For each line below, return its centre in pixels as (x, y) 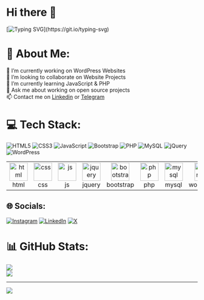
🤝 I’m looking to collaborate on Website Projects (66, 77)
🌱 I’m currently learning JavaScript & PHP (58, 83)
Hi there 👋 (31, 12)
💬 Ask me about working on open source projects (68, 90)
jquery (91, 185)
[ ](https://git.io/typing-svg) (58, 29)
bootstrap (121, 185)
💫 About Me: (38, 54)
